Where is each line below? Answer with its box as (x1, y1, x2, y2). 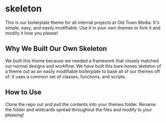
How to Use (5, 88, 42, 97)
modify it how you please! (5, 30, 58, 36)
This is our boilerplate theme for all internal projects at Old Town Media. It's (5, 19, 160, 25)
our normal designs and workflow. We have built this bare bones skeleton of (5, 63, 161, 69)
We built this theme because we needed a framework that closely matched (5, 58, 159, 64)
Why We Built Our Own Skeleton (5, 44, 107, 53)
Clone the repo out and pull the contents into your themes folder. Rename (5, 101, 156, 107)
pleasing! (5, 112, 24, 118)
